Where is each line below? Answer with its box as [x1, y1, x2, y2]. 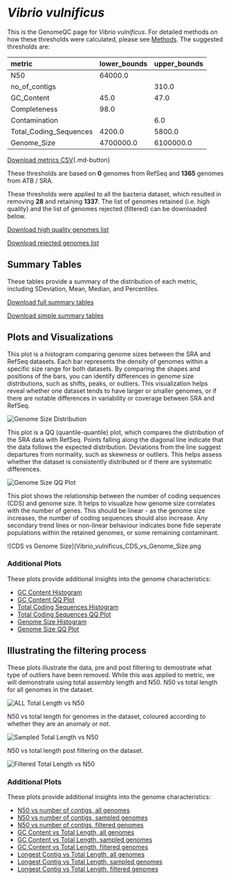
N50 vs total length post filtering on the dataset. [7, 746, 144, 755]
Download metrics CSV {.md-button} [7, 156, 111, 164]
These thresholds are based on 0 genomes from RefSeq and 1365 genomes [7, 169, 224, 177]
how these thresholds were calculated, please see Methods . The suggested [7, 35, 223, 43]
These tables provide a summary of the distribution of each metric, [7, 277, 198, 285]
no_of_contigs [10, 82, 57, 91]
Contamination [10, 116, 59, 125]
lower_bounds [99, 59, 147, 68]
